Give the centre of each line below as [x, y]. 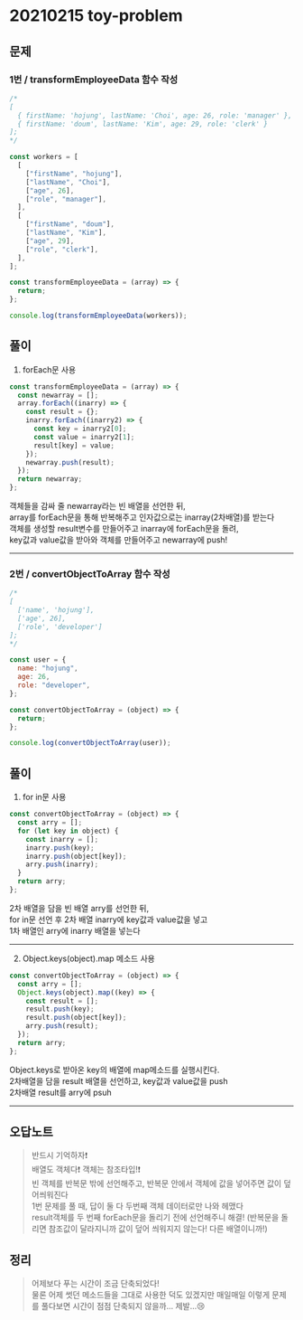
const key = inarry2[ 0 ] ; [80, 429]
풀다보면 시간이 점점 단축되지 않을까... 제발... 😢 [123, 1306]
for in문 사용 [44, 797]
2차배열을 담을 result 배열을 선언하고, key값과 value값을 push [119, 1080]
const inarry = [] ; [62, 839]
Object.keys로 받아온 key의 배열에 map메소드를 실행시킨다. [115, 1070]
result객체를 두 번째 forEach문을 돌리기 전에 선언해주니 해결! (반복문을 [155, 1218]
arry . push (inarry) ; [62, 864]
